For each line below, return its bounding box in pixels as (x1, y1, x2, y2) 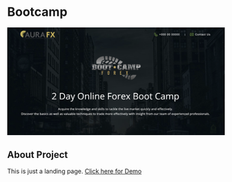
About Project (7, 149, 68, 161)
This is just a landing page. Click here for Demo (7, 167, 142, 176)
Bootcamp (7, 4, 68, 20)
